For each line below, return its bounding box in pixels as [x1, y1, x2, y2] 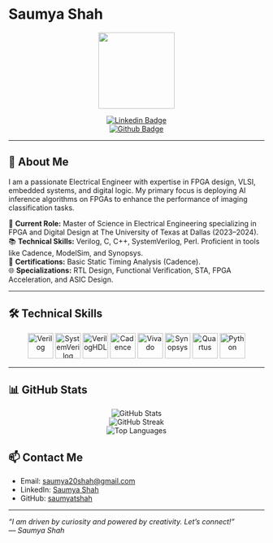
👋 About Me [8, 155, 69, 169]
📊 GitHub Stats [8, 383, 88, 396]
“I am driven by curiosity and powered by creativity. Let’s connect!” [8, 517, 236, 527]
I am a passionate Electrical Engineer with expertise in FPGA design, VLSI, [8, 177, 256, 186]
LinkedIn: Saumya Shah [19, 485, 99, 495]
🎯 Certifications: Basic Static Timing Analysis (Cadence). [8, 256, 201, 266]
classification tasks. [8, 203, 75, 212]
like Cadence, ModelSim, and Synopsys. [8, 247, 144, 257]
